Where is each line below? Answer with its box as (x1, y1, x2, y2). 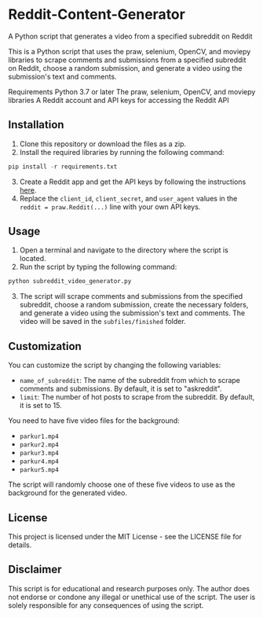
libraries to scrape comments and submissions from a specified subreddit (8, 55, 247, 64)
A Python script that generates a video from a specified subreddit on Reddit (8, 31, 253, 41)
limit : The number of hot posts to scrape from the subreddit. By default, (19, 392, 255, 402)
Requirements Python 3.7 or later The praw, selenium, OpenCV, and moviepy (8, 86, 256, 96)
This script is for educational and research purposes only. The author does (8, 583, 250, 593)
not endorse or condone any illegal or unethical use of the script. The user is (8, 592, 256, 601)
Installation (8, 118, 64, 131)
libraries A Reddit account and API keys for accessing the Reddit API (8, 95, 229, 105)
